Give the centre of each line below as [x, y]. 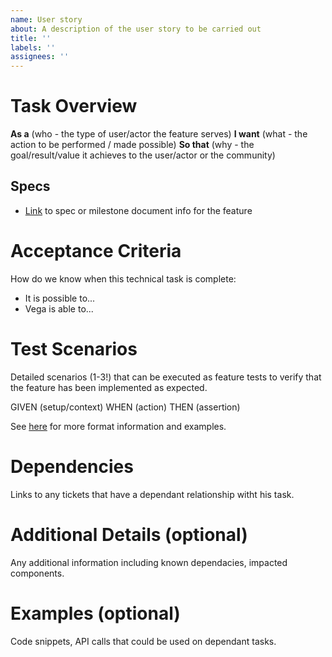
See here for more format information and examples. [118, 426]
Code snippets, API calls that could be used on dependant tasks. [143, 641]
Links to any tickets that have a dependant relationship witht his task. [152, 494]
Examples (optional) [95, 613]
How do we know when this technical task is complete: [123, 278]
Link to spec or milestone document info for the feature [138, 210]
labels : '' [33, 47]
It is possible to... [60, 298]
